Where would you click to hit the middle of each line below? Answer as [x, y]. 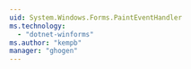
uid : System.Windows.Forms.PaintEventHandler [95, 17]
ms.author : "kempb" [46, 43]
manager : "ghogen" [43, 51]
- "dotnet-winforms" [56, 34]
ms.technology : [38, 26]
